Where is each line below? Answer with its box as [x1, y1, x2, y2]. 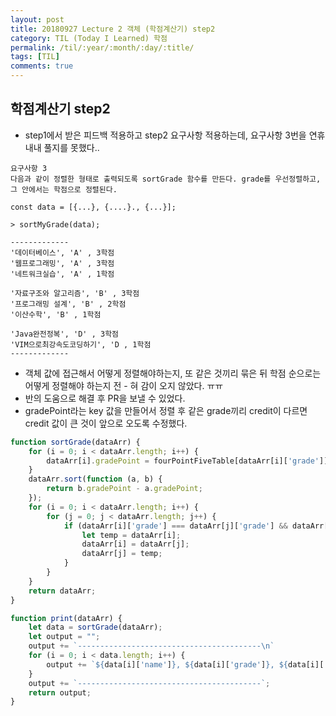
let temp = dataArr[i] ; [81, 530, 182, 540]
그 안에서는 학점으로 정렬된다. [10, 184, 118, 195]
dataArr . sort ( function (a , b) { [28, 474, 163, 485]
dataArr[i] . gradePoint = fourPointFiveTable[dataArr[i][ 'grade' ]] [46, 456, 329, 466]
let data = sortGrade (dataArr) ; [28, 622, 163, 633]
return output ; [28, 687, 92, 698]
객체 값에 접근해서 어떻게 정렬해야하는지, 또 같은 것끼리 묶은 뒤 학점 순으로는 [24, 367, 322, 379]
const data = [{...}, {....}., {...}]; [10, 202, 177, 212]
